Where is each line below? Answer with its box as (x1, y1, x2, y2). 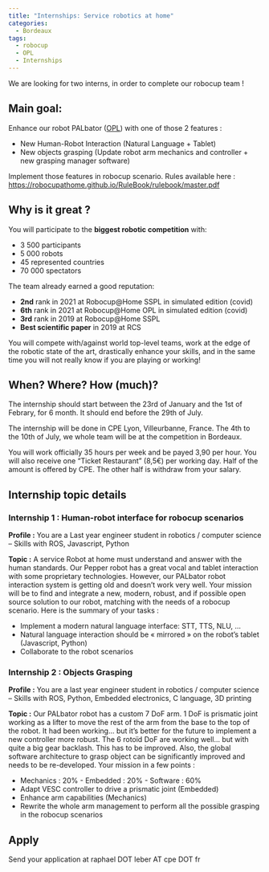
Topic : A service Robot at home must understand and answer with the (8, 555, 243, 564)
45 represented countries (19, 257, 104, 267)
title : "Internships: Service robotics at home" (8, 11, 174, 20)
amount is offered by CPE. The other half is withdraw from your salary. (8, 465, 242, 475)
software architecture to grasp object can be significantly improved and (8, 752, 246, 761)
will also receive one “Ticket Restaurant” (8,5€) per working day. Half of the (8, 456, 259, 466)
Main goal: (8, 102, 63, 116)
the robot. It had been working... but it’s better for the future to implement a (8, 726, 257, 735)
